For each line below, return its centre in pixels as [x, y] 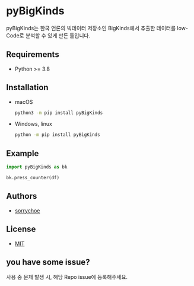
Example [23, 153]
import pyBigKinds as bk [37, 167]
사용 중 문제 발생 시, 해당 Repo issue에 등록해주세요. [67, 277]
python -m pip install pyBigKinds [57, 135]
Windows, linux [33, 124]
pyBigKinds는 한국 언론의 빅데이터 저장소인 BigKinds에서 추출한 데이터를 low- [97, 28]
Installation [27, 88]
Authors [22, 196]
